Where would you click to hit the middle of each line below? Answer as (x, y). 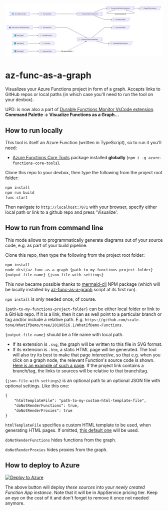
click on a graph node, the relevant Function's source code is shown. (83, 360)
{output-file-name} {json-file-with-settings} (54, 275)
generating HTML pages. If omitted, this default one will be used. (72, 430)
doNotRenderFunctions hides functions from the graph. (61, 440)
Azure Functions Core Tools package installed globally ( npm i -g (79, 158)
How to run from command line (54, 228)
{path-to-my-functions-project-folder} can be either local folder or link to (82, 309)
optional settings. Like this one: (37, 386)
